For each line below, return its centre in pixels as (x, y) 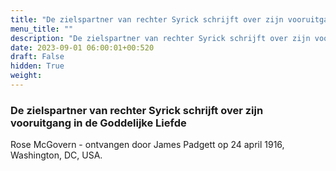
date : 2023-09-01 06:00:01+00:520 (82, 47)
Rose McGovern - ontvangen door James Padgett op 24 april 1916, (147, 145)
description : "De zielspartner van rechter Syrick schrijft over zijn (160, 38)
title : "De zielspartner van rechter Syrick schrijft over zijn (147, 19)
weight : (26, 76)
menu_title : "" (42, 29)
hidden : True (37, 66)
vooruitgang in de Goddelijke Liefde (98, 123)
